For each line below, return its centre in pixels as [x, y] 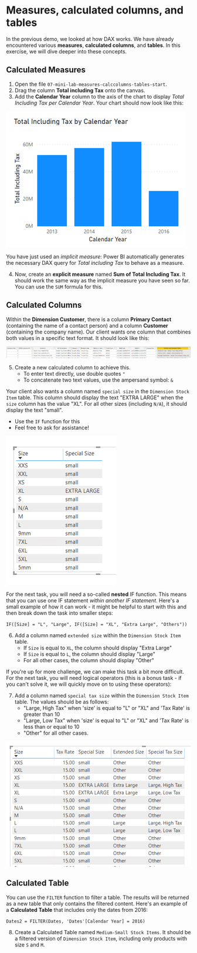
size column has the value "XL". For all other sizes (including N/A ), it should [97, 403]
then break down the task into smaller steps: [60, 613]
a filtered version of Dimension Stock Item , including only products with [101, 938]
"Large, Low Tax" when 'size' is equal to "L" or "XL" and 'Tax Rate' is [106, 720]
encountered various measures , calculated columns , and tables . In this [93, 45]
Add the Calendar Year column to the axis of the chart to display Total [99, 96]
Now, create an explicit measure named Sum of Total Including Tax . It [100, 274]
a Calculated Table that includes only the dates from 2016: [77, 910]
